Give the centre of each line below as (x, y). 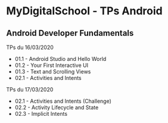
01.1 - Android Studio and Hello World (60, 59)
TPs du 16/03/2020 (30, 47)
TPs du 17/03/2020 (30, 90)
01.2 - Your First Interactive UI (51, 65)
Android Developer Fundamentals (70, 33)
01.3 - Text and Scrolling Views (53, 72)
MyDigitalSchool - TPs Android (84, 11)
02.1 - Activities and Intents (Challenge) (63, 101)
